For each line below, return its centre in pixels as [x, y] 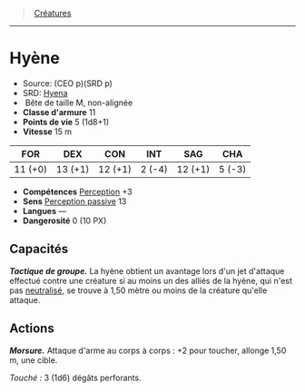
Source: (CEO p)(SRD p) [68, 83]
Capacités [39, 249]
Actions [32, 329]
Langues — [44, 211]
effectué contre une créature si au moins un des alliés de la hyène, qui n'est [151, 280]
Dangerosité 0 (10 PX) [64, 220]
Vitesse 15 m [47, 132]
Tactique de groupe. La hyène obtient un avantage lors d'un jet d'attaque [147, 270]
